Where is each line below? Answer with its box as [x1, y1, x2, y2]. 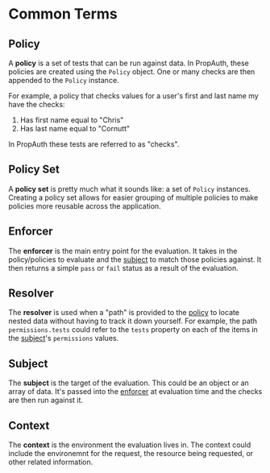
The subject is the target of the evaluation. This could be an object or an [8, 378, 250, 388]
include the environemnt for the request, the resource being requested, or [8, 449, 254, 458]
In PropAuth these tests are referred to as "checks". [8, 139, 180, 149]
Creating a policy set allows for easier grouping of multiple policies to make [8, 193, 259, 202]
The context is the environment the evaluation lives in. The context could [8, 440, 251, 450]
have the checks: [8, 100, 66, 109]
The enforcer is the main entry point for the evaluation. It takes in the [8, 246, 238, 255]
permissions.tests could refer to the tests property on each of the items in [8, 325, 258, 334]
